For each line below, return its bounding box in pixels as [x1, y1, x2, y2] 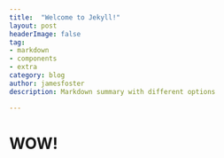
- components [9, 54, 58, 63]
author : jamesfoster [9, 79, 86, 88]
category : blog [9, 71, 66, 80]
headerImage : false [9, 29, 81, 38]
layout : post [9, 21, 58, 30]
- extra [9, 63, 38, 72]
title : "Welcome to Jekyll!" [9, 12, 121, 22]
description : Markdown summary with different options [9, 87, 216, 96]
